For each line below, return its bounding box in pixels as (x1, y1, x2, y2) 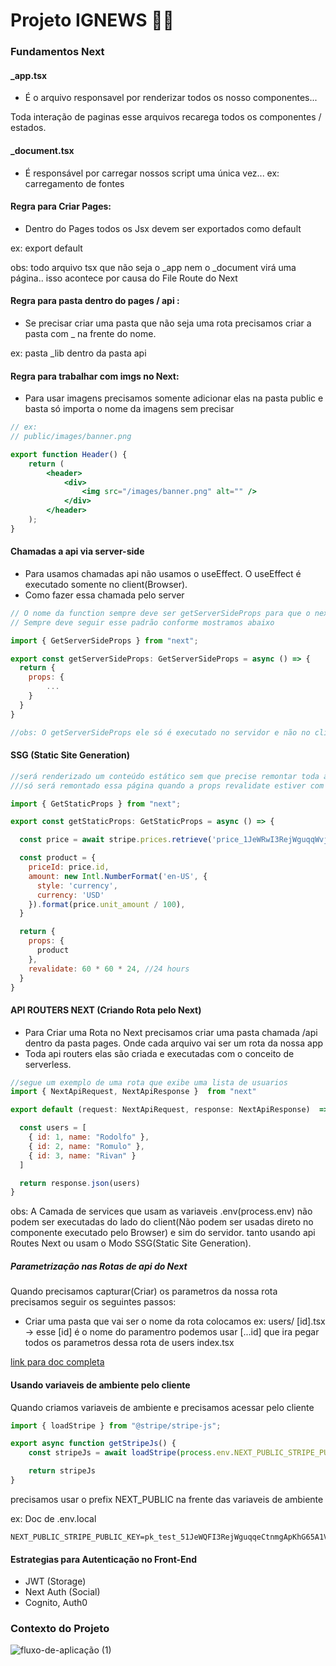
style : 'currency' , (36, 880, 118, 891)
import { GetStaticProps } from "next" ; (10, 799, 182, 809)
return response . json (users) (19, 1178, 141, 1188)
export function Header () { (10, 449, 128, 459)
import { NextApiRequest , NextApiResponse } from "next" (10, 1087, 257, 1097)
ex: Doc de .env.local (10, 1512, 97, 1524)
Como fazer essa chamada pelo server (24, 589, 185, 601)
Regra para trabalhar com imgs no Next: (10, 370, 180, 382)
